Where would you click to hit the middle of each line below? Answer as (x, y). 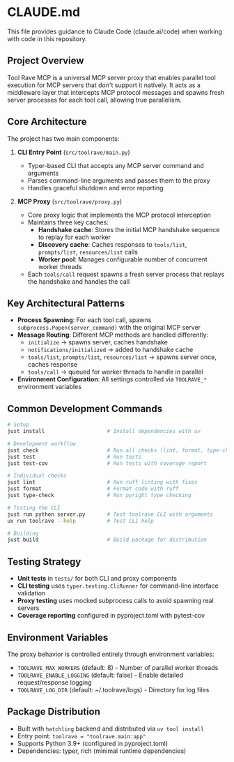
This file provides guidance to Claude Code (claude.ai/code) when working (115, 31)
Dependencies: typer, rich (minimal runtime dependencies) (102, 751)
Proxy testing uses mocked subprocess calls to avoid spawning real (115, 601)
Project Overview (46, 61)
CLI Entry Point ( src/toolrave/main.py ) (73, 152)
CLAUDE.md (44, 12)
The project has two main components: (63, 138)
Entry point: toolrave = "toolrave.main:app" (81, 736)
